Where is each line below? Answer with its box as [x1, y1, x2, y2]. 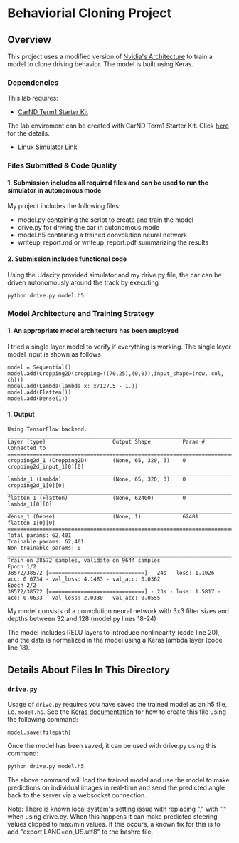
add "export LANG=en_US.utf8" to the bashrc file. [7, 827, 154, 836]
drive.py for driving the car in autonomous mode [17, 223, 160, 232]
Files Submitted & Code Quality [7, 160, 117, 170]
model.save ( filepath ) [7, 729, 72, 736]
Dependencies [7, 77, 59, 87]
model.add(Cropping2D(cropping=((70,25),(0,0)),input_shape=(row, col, [7, 369, 224, 377]
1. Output [7, 410, 35, 419]
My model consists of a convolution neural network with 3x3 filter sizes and [7, 606, 229, 615]
